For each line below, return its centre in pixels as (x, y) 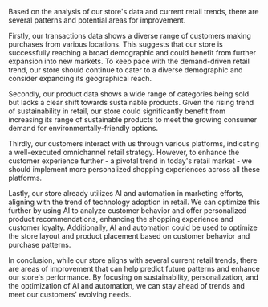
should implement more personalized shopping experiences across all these (134, 169)
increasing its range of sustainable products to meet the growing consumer (133, 119)
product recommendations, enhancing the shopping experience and (121, 219)
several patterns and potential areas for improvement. (97, 20)
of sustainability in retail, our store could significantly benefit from (117, 111)
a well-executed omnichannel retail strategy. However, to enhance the (124, 152)
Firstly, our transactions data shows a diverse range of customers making (130, 36)
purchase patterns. (40, 245)
